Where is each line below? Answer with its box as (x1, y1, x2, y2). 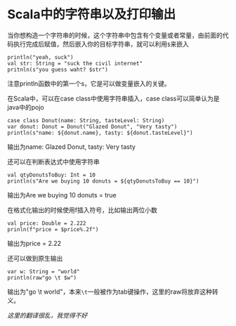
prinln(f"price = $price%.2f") (7, 226, 99, 233)
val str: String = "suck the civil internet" (7, 60, 143, 67)
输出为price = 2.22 (7, 239, 62, 247)
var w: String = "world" (7, 268, 80, 275)
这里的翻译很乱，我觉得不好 (7, 311, 88, 320)
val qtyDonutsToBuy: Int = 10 (7, 171, 96, 178)
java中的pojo (7, 103, 44, 111)
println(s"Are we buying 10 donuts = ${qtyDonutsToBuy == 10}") (7, 177, 199, 185)
